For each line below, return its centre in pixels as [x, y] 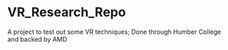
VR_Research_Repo [67, 12]
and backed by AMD [37, 39]
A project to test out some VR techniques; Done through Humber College [114, 32]
